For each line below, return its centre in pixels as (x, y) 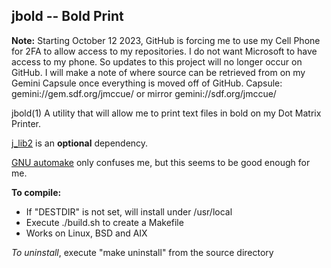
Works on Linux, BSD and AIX (86, 233)
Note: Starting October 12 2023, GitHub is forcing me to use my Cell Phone (166, 40)
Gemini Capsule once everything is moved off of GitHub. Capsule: (147, 83)
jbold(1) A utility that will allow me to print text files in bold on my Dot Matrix (166, 113)
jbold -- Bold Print (67, 16)
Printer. (26, 123)
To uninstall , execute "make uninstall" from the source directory (142, 252)
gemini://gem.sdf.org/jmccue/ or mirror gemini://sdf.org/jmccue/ (144, 93)
